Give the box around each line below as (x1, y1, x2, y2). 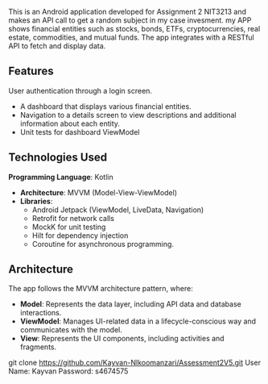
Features (8, 65, 54, 78)
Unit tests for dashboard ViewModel (19, 127, 140, 136)
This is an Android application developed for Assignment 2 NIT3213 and (8, 7, 247, 16)
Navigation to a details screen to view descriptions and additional (19, 110, 237, 119)
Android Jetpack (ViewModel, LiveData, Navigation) (31, 205, 204, 215)
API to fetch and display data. (8, 41, 106, 51)
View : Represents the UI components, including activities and (19, 334, 225, 344)
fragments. (19, 342, 57, 352)
